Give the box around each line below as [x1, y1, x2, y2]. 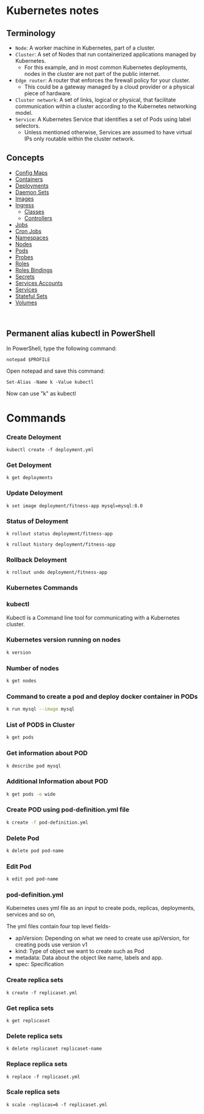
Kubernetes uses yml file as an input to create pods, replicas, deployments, [6, 904, 195, 912]
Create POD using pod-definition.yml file [6, 805, 130, 814]
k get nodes [6, 678, 37, 684]
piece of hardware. [24, 90, 72, 97]
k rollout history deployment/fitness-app [6, 541, 116, 548]
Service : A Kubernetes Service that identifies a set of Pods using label [15, 115, 191, 123]
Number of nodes [6, 664, 60, 672]
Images [15, 195, 34, 202]
